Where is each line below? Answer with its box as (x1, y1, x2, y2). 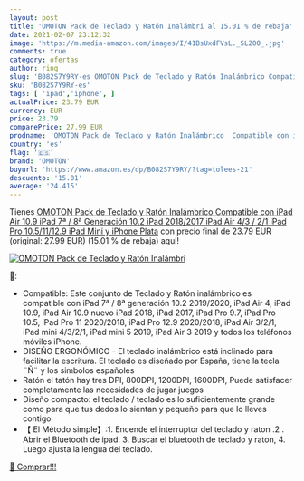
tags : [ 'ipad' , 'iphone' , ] (9, 89, 116, 98)
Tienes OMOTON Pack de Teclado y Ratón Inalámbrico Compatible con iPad (9, 207, 293, 217)
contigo (22, 413, 52, 424)
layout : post (9, 13, 59, 23)
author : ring (9, 64, 59, 73)
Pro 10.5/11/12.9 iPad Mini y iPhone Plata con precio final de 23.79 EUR (9, 226, 271, 236)
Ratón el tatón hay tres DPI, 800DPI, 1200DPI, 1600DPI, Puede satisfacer (22, 375, 292, 386)
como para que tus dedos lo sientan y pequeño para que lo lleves (22, 404, 267, 415)
